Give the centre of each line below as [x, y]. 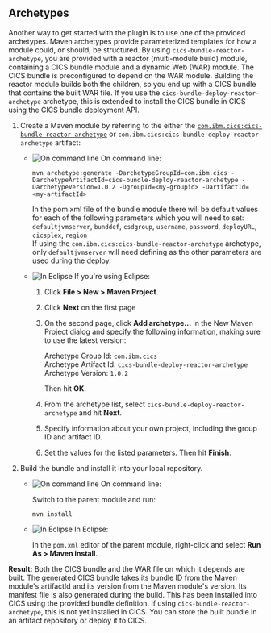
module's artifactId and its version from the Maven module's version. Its [128, 586]
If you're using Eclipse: [112, 276]
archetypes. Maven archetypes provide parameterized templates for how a [133, 41]
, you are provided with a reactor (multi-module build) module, [144, 58]
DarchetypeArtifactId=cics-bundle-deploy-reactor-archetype [135, 180]
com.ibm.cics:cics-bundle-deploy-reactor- [190, 135]
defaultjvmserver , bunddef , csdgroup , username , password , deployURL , [144, 226]
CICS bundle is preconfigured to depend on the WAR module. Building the [131, 75]
